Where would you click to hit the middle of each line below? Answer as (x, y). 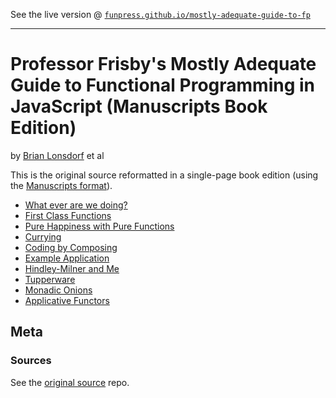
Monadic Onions (58, 290)
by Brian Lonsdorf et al (57, 155)
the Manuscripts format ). (61, 185)
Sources (31, 361)
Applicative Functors (67, 300)
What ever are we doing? (76, 205)
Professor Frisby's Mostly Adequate (163, 64)
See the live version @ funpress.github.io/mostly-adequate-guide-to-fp (160, 14)
